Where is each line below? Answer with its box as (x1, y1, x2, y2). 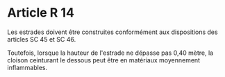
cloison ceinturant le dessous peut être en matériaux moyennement (7, 55, 200, 64)
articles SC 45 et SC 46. (7, 35, 76, 43)
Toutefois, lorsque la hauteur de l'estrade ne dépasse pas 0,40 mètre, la (7, 49, 214, 57)
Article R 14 (7, 5, 75, 21)
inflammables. (7, 63, 48, 71)
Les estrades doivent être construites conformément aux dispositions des (7, 28, 218, 36)
